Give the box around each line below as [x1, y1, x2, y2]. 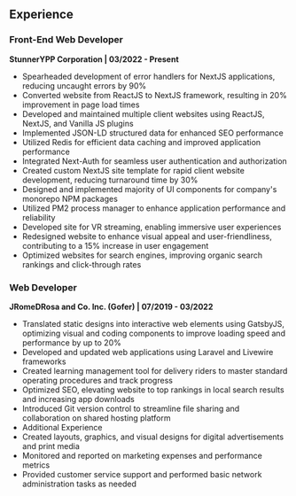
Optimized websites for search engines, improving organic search [21, 250, 263, 260]
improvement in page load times [21, 99, 140, 110]
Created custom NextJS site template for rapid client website [21, 165, 245, 175]
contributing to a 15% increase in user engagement [21, 240, 209, 251]
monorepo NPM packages [21, 193, 118, 204]
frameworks [21, 356, 66, 367]
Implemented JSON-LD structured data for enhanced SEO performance [21, 128, 284, 138]
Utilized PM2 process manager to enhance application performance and [21, 203, 286, 213]
